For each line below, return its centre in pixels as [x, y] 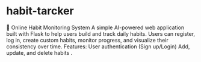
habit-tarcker [40, 11]
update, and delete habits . [39, 52]
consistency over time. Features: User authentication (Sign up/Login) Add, [98, 46]
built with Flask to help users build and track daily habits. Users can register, [101, 33]
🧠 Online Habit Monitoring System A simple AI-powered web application [95, 27]
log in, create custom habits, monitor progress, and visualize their [87, 40]
